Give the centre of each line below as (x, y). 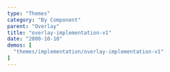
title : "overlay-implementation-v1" (59, 33)
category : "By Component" (44, 20)
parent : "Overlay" (33, 26)
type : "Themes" (29, 13)
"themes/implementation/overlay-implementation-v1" (89, 52)
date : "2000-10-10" (35, 39)
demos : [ (20, 45)
